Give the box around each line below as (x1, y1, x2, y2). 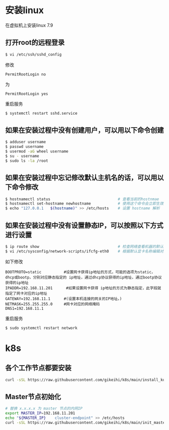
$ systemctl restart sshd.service (5, 111, 78, 116)
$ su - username (5, 153, 39, 158)
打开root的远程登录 (5, 38, 65, 47)
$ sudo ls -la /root (5, 158, 49, 163)
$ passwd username (5, 144, 44, 149)
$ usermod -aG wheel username (5, 149, 69, 154)
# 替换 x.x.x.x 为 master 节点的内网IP (5, 406, 83, 411)
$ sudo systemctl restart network (5, 325, 78, 330)
